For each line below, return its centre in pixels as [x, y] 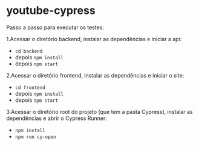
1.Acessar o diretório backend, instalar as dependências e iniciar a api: [94, 39]
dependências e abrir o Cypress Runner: [57, 118]
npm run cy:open [35, 137]
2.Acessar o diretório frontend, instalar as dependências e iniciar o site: [95, 75]
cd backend [29, 51]
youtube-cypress [51, 11]
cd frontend [30, 88]
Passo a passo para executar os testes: [55, 27]
